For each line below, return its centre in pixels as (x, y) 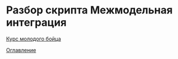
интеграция (36, 22)
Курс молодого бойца (34, 39)
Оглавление (21, 50)
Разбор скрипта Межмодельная (90, 10)
